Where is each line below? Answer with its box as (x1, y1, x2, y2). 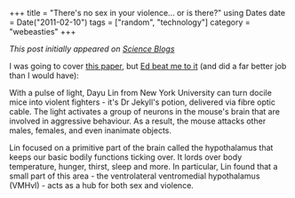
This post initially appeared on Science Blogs (9, 44, 175, 54)
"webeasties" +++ (9, 27, 76, 36)
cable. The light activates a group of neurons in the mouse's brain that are (9, 107, 280, 116)
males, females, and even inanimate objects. (9, 125, 171, 136)
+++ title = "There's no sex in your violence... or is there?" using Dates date (9, 8, 286, 18)
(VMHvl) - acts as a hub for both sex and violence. (9, 180, 194, 190)
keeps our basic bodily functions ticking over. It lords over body (9, 152, 243, 162)
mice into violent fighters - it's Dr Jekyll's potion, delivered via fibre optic (9, 97, 275, 107)
